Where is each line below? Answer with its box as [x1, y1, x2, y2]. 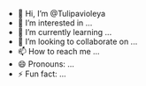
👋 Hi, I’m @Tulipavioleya [17, 9, 106, 18]
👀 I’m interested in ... [17, 18, 93, 28]
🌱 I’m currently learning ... [17, 27, 112, 37]
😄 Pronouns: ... [17, 59, 75, 69]
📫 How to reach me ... [17, 47, 100, 56]
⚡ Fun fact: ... [17, 68, 66, 79]
